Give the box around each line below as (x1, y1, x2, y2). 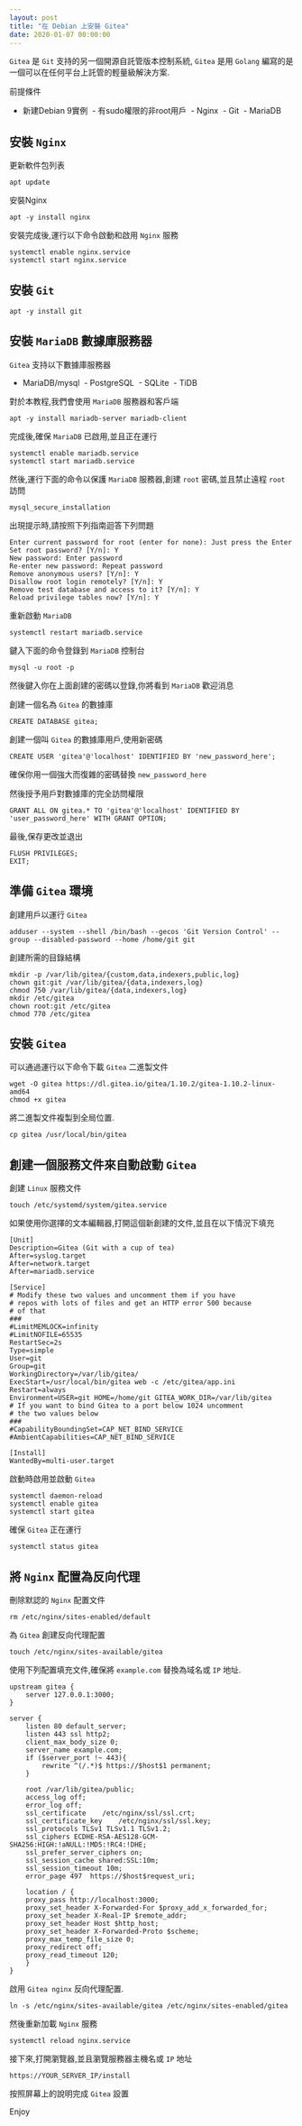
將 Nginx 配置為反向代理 (9, 1569, 141, 1584)
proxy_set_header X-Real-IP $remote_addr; (25, 1911, 188, 1920)
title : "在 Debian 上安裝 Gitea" (9, 22, 130, 31)
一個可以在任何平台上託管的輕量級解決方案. (9, 67, 170, 78)
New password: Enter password (9, 554, 124, 563)
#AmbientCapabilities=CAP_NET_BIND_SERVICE (9, 1433, 176, 1443)
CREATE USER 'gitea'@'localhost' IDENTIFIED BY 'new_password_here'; (9, 752, 277, 761)
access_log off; (25, 1793, 87, 1802)
